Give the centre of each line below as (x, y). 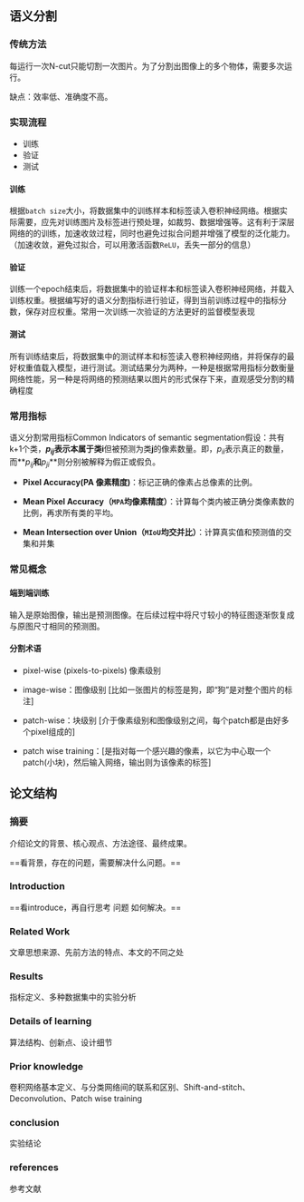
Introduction (37, 886)
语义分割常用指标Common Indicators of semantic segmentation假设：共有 (147, 437)
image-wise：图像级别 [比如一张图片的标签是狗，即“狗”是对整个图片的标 (157, 689)
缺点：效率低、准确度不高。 (61, 96)
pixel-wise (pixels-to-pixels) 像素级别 (91, 670)
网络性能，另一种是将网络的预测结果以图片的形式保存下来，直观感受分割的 (148, 378)
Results (26, 976)
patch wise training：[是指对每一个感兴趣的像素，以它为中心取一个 (147, 750)
